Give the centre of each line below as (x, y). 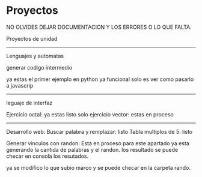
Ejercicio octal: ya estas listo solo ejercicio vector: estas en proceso (90, 114)
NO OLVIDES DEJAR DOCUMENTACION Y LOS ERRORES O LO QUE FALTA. (99, 27)
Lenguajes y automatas (35, 56)
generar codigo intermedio (39, 67)
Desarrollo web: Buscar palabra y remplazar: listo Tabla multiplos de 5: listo (99, 131)
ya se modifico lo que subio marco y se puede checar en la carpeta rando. (98, 167)
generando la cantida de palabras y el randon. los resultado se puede (92, 149)
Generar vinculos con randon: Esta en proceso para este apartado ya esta (98, 143)
